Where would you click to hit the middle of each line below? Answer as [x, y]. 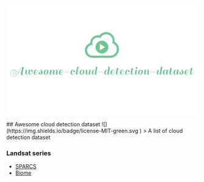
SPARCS [26, 167]
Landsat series [29, 153]
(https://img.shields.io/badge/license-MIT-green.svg [72, 131]
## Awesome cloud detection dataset [53, 124]
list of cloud [168, 131]
